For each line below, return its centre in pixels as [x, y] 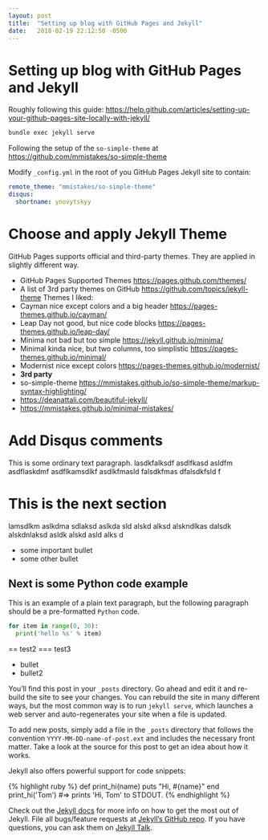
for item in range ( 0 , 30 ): [53, 627]
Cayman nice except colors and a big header [94, 306]
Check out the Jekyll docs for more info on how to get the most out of [124, 810]
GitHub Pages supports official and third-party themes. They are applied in [132, 256]
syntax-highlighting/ [53, 391]
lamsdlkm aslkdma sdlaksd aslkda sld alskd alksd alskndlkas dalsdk [120, 526]
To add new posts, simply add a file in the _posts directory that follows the [131, 730]
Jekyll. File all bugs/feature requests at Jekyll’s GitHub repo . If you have [127, 819]
